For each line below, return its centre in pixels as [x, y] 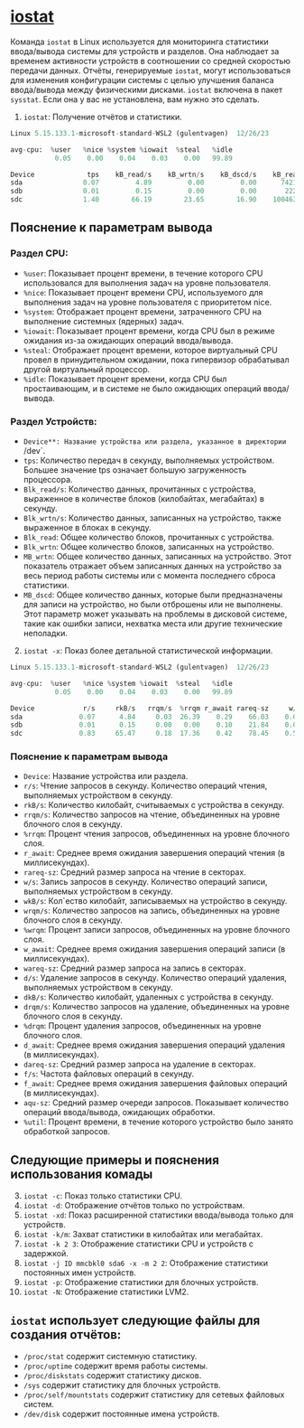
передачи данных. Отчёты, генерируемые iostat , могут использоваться [151, 70]
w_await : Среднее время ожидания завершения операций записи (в [154, 949]
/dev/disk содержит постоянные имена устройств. [121, 1414]
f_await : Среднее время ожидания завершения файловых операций [155, 1084]
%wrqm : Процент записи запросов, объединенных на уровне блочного [157, 930]
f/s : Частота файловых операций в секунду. [109, 1074]
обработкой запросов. [67, 1132]
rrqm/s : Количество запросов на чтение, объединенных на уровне [152, 814]
